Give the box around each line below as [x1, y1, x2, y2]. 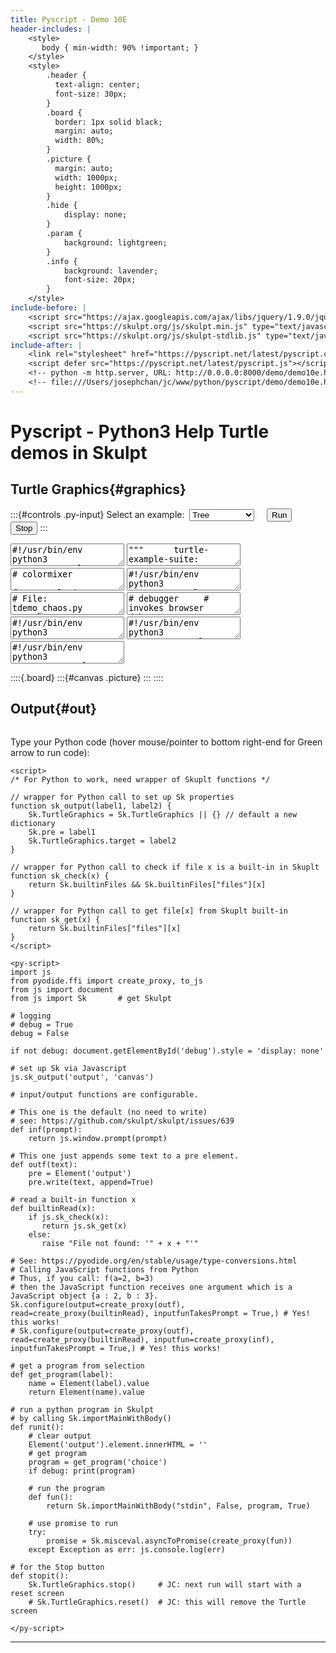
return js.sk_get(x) [41, 1221, 128, 1231]
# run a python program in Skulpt [10, 1404, 155, 1415]
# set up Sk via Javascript [10, 1063, 128, 1073]
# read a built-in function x [10, 1194, 137, 1205]
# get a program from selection [10, 1361, 145, 1371]
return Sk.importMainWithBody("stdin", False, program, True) [46, 1501, 311, 1511]
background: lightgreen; [63, 237, 168, 248]
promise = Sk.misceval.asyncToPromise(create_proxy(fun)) [46, 1536, 293, 1546]
